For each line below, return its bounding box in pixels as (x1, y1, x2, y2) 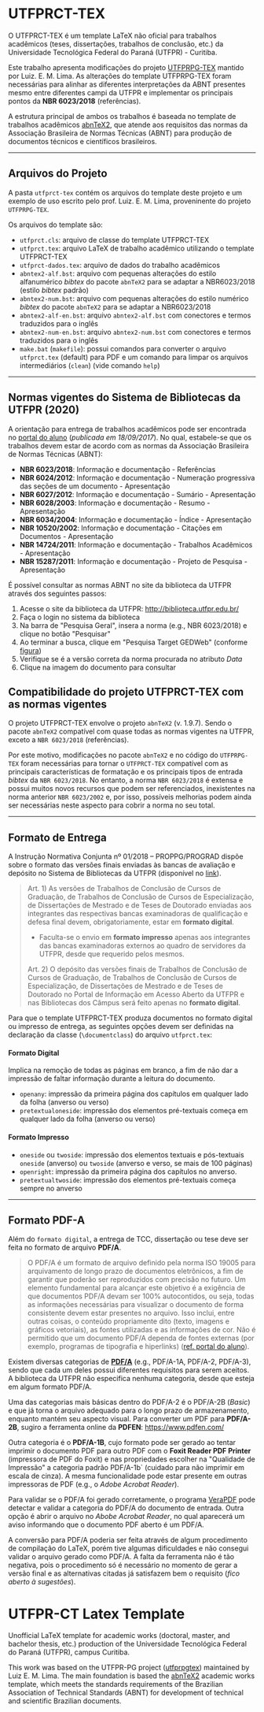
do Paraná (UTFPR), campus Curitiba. (8, 1647, 130, 1657)
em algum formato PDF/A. (8, 1382, 92, 1391)
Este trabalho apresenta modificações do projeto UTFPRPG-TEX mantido (8, 62, 244, 72)
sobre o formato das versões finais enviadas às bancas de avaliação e (8, 860, 236, 870)
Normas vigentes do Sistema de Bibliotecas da (8, 391, 241, 404)
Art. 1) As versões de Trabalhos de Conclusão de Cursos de (27, 884, 222, 893)
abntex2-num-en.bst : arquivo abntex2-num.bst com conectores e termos (19, 327, 251, 336)
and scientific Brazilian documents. (8, 1696, 122, 1706)
